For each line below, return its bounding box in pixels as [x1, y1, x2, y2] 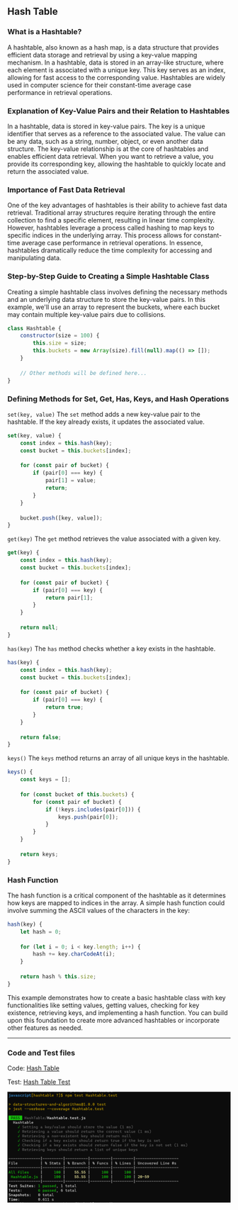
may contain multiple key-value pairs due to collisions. [7, 310, 166, 318]
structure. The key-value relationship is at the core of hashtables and [7, 145, 209, 153]
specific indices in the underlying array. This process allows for [7, 231, 193, 240]
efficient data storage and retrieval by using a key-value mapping [7, 50, 198, 59]
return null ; [20, 624, 59, 631]
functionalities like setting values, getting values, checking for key [7, 1001, 200, 1009]
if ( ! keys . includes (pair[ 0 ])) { [45, 806, 141, 813]
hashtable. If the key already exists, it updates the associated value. [7, 418, 205, 426]
